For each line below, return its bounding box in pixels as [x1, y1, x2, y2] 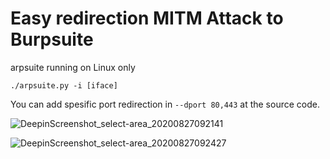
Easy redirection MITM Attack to [10, 7, 284, 30]
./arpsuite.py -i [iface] [10, 80, 118, 91]
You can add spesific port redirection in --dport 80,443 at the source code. [10, 98, 320, 110]
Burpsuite [10, 28, 94, 51]
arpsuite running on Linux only [10, 61, 136, 73]
